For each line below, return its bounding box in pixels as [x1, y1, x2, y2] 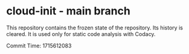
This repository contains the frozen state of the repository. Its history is [6, 24, 183, 31]
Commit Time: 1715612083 [6, 42, 72, 49]
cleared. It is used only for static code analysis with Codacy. [6, 30, 156, 37]
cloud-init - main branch [6, 4, 131, 18]
